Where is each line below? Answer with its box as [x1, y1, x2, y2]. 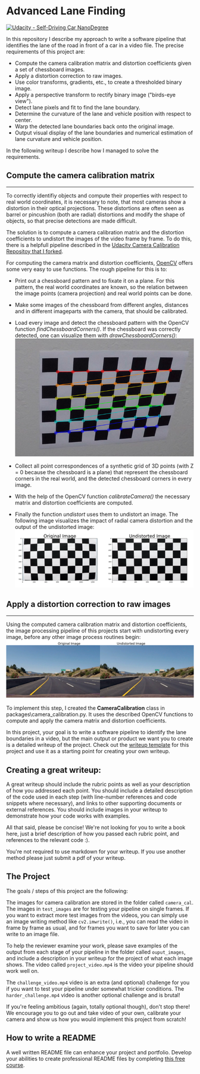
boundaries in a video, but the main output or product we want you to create [6, 735, 193, 742]
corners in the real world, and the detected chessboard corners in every [14, 475, 192, 482]
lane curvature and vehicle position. [14, 135, 103, 142]
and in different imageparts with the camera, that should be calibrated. [14, 308, 188, 315]
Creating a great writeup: [6, 765, 101, 775]
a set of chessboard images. [14, 65, 85, 73]
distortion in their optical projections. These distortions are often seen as [6, 204, 185, 212]
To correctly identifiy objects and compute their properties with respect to [6, 192, 187, 199]
